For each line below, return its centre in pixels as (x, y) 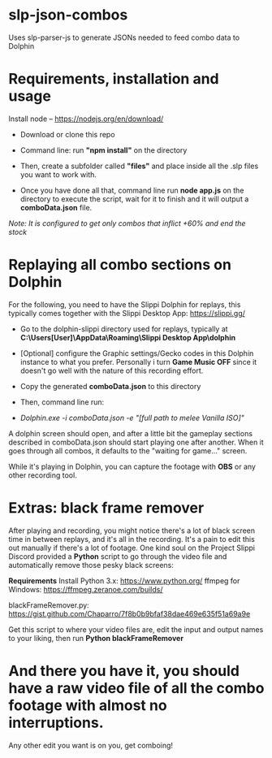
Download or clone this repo (67, 134)
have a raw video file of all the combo (136, 688)
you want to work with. (58, 174)
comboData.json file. (56, 207)
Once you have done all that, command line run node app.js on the (132, 190)
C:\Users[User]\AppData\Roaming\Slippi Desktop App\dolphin (128, 337)
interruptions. (56, 723)
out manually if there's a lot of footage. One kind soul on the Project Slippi (132, 548)
